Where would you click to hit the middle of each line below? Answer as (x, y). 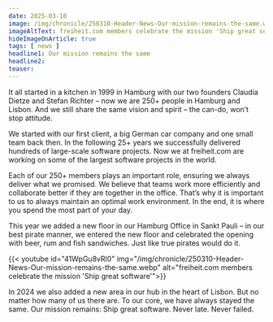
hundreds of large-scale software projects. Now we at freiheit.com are (126, 150)
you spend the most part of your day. (70, 210)
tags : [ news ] (34, 46)
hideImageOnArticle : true (52, 39)
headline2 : (27, 62)
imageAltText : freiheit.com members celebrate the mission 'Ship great (132, 31)
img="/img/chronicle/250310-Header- (180, 259)
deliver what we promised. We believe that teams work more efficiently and (134, 184)
